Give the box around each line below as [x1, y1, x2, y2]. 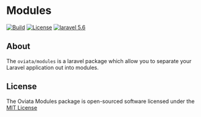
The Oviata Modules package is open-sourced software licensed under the [6, 98, 195, 105]
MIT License [6, 104, 38, 111]
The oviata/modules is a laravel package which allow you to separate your [6, 57, 192, 64]
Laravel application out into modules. [6, 64, 99, 71]
